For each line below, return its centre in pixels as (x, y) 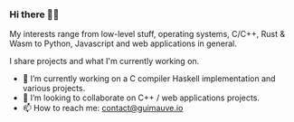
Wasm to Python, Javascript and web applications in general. (123, 43)
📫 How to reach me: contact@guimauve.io (103, 108)
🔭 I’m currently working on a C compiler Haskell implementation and (149, 79)
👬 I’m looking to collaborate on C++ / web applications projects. (141, 98)
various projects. (54, 89)
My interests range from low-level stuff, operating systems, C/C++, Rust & (147, 34)
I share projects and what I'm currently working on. (104, 61)
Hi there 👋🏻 (34, 14)
